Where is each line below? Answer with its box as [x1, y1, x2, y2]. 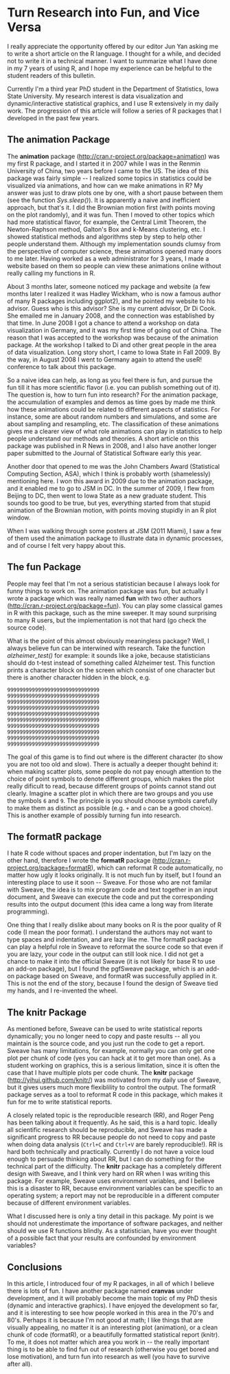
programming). [7, 907, 49, 916]
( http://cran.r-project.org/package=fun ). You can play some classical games [7, 601, 223, 610]
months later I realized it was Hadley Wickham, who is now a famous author [7, 289, 221, 298]
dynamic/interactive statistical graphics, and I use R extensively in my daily [7, 99, 219, 107]
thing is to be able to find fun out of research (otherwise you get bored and [7, 1345, 219, 1353]
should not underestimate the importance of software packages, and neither [7, 1219, 223, 1228]
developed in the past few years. [7, 113, 100, 122]
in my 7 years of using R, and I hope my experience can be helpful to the [7, 64, 212, 72]
